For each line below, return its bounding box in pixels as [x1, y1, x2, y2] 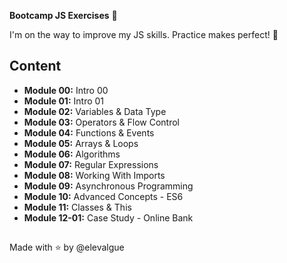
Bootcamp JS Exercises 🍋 [9, 10, 118, 21]
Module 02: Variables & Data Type [23, 105, 167, 117]
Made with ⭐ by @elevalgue [9, 241, 125, 254]
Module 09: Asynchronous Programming [23, 180, 194, 192]
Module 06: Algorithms [23, 148, 121, 160]
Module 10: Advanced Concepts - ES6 [23, 190, 184, 202]
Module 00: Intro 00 [23, 84, 109, 96]
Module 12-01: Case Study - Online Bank [23, 211, 194, 224]
